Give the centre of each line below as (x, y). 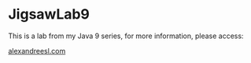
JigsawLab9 (49, 14)
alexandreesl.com (37, 51)
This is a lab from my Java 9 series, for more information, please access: (126, 36)
